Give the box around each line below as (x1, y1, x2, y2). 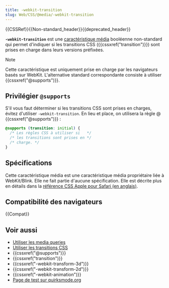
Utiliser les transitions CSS (12, 244, 68, 251)
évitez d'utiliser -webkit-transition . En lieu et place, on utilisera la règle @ (5, 111, 161, 117)
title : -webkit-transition (5, 7, 62, 13)
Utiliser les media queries (12, 239, 66, 245)
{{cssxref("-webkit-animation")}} (12, 272, 82, 278)
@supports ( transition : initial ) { (5, 126, 80, 131)
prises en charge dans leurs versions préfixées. (5, 47, 105, 53)
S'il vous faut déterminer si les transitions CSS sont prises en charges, (5, 105, 152, 112)
